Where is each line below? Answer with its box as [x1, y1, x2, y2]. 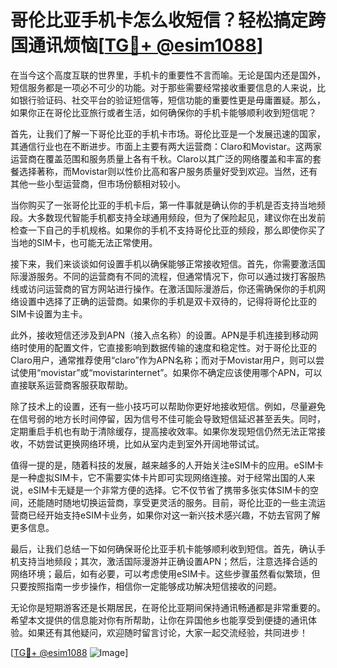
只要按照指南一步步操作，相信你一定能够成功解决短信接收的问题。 [10, 580, 282, 592]
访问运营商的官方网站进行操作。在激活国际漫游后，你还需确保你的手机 [27, 282, 317, 295]
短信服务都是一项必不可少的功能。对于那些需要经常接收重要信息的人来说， [10, 81, 317, 93]
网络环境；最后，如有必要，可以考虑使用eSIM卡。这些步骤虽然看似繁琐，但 [10, 567, 321, 580]
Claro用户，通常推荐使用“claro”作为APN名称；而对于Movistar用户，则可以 [10, 354, 316, 366]
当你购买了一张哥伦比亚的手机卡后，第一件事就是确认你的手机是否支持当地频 [10, 199, 326, 211]
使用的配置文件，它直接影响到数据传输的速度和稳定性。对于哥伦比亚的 [27, 341, 317, 353]
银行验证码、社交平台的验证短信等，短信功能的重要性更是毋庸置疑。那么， [18, 94, 326, 106]
